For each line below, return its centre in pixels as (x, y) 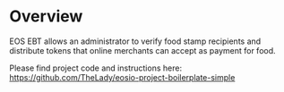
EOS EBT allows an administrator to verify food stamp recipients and (135, 41)
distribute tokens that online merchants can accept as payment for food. (142, 50)
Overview (46, 17)
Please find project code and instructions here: (95, 68)
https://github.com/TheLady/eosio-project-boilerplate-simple (122, 77)
